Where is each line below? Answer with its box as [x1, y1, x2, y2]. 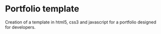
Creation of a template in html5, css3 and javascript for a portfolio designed [5, 19, 157, 25]
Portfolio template [5, 3, 79, 14]
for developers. [5, 24, 36, 30]
